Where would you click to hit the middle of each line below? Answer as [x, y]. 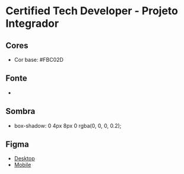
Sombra [20, 111]
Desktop [24, 159]
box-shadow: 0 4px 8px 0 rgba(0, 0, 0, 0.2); [68, 125]
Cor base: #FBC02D [39, 60]
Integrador [32, 23]
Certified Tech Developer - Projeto [92, 11]
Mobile [23, 165]
